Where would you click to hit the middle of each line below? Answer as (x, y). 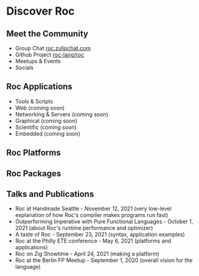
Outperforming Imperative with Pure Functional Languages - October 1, (104, 222)
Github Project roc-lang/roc (50, 55)
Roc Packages (34, 174)
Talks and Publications (50, 194)
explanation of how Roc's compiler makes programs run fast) (92, 215)
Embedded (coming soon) (48, 133)
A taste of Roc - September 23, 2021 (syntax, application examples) (100, 235)
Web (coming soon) (40, 108)
